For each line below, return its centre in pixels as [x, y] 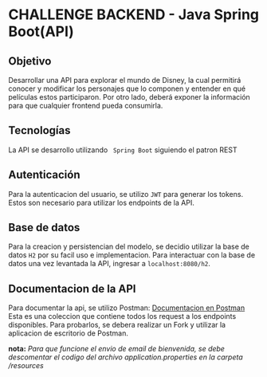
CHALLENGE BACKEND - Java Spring [134, 15]
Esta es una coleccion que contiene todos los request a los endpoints [122, 316]
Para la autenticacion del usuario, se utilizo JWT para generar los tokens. [126, 194]
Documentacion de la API [72, 289]
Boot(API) [41, 31]
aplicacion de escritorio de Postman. [69, 333]
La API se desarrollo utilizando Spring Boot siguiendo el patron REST [123, 150]
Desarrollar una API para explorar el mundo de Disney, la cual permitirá [125, 80]
